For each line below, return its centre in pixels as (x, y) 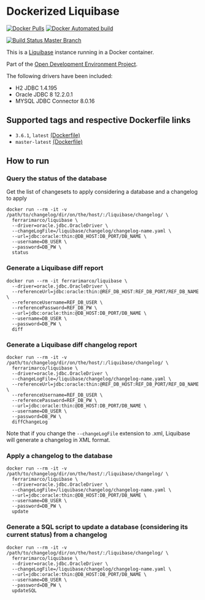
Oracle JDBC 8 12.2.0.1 (44, 94)
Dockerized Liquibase (63, 11)
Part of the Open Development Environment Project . (72, 64)
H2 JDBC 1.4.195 (36, 88)
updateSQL (24, 590)
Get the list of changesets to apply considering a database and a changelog (102, 192)
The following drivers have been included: (60, 76)
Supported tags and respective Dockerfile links (99, 120)
